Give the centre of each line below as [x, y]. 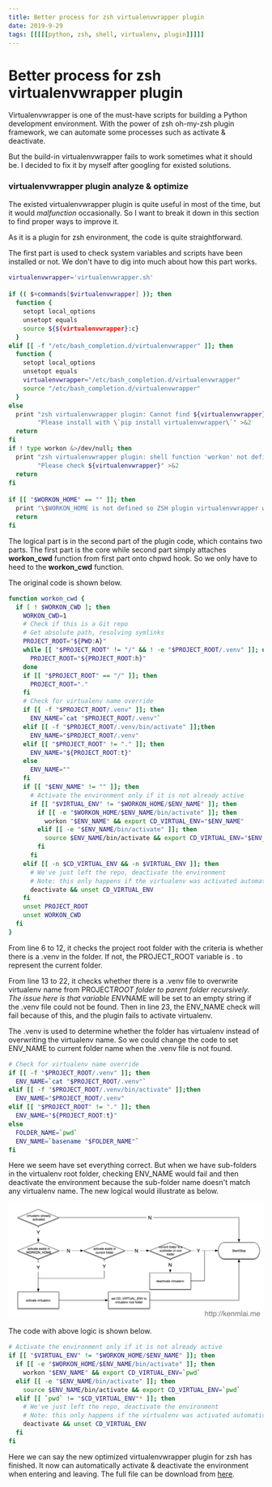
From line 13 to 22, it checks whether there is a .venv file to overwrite [123, 981]
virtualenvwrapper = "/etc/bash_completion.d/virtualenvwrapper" [132, 380]
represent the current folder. [55, 965]
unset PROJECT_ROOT [56, 907]
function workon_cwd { [47, 598]
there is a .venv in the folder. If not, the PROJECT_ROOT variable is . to [125, 956]
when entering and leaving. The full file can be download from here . [121, 1474]
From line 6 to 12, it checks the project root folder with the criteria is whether [136, 948]
